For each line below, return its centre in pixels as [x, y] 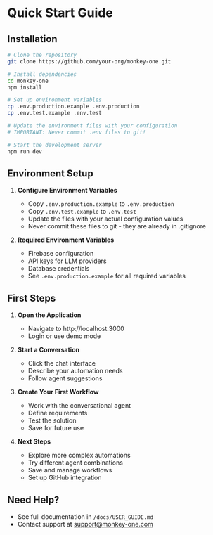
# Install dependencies [42, 74]
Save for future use [56, 428]
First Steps [32, 298]
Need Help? [33, 499]
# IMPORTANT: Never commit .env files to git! [77, 132]
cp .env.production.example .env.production [73, 107]
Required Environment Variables [66, 240]
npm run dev [25, 152]
